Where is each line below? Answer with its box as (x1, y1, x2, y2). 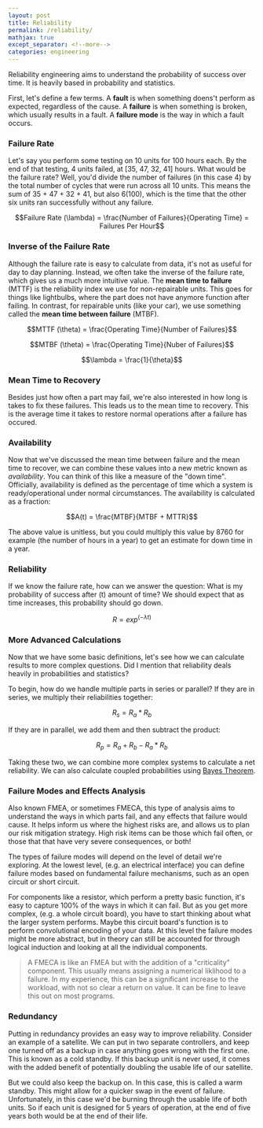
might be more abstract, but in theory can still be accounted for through (8, 934, 240, 944)
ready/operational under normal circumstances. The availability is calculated (8, 489, 255, 498)
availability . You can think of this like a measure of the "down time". (8, 472, 226, 481)
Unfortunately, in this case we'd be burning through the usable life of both (8, 1094, 247, 1104)
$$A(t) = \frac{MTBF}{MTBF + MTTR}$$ (66, 512, 198, 522)
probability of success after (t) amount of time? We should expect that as (8, 590, 245, 599)
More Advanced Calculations (8, 634, 122, 645)
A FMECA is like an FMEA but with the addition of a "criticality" (27, 958, 230, 967)
